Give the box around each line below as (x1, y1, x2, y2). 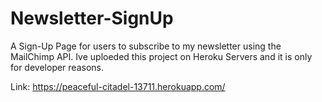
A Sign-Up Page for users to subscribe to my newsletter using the (10, 40, 282, 52)
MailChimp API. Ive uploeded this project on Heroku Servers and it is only (10, 50, 313, 62)
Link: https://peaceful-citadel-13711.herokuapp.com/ (10, 80, 226, 92)
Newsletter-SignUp (10, 7, 174, 30)
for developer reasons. (10, 61, 104, 73)
